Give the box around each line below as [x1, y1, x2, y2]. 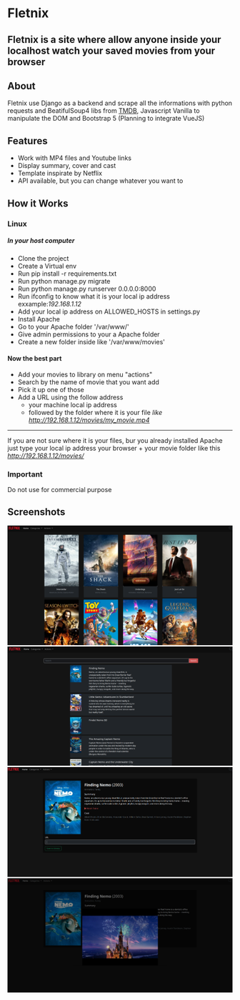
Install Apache [17, 315, 61, 324]
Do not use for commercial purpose [7, 485, 112, 494]
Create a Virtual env [17, 262, 77, 271]
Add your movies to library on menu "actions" [17, 370, 153, 379]
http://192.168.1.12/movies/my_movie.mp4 [28, 416, 150, 424]
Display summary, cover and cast [17, 161, 116, 170]
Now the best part [7, 354, 62, 363]
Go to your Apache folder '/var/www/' [17, 323, 130, 331]
